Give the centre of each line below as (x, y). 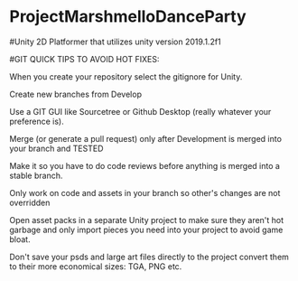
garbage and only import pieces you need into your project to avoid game (146, 229)
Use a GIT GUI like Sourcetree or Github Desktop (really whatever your (140, 111)
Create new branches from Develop (76, 94)
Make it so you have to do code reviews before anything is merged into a (144, 165)
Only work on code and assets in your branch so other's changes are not (145, 192)
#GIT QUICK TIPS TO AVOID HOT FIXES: (84, 59)
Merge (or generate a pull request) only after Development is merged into (146, 138)
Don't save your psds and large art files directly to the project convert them (149, 257)
